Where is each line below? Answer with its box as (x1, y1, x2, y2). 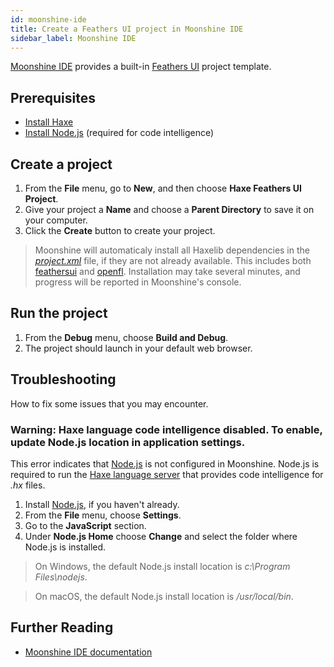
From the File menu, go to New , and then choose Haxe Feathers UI (24, 182, 302, 194)
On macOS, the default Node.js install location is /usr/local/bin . (34, 590, 294, 602)
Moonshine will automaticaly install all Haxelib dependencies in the (34, 244, 310, 256)
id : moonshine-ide (10, 14, 87, 25)
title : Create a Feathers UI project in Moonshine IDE (10, 24, 244, 34)
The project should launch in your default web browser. (24, 342, 253, 354)
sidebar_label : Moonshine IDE (10, 33, 137, 43)
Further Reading (10, 619, 114, 636)
